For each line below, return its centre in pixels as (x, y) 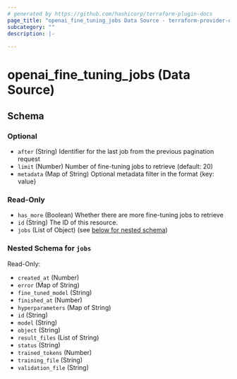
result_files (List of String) (58, 337)
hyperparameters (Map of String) (64, 307)
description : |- (31, 34)
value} (27, 181)
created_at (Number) (48, 277)
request (29, 159)
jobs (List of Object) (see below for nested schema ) (92, 230)
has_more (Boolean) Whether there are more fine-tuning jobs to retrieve (120, 215)
